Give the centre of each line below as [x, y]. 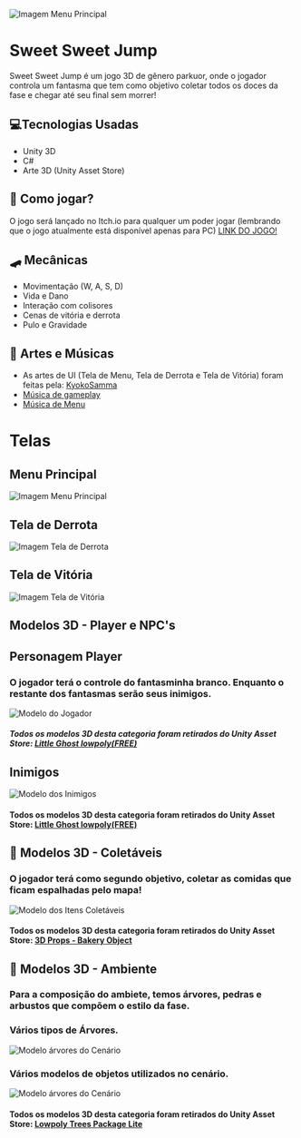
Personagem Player [66, 657]
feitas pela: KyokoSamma [70, 385]
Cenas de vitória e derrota [71, 315]
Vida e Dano [45, 296]
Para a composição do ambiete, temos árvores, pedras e [136, 995]
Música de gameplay [62, 395]
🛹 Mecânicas [49, 260]
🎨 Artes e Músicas [62, 353]
